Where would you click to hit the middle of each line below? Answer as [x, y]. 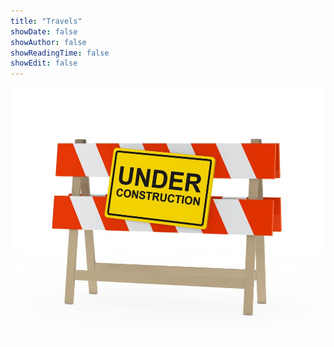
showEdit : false [44, 63]
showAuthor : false [48, 42]
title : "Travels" [46, 21]
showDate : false [44, 31]
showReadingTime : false [60, 53]
